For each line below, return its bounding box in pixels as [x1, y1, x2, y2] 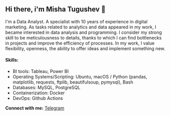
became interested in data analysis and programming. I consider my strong [5, 29, 162, 35]
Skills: [5, 57, 19, 63]
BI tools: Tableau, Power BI [12, 68, 69, 74]
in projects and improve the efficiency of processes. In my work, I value [5, 40, 155, 46]
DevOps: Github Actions [12, 95, 63, 101]
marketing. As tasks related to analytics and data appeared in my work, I [5, 24, 156, 30]
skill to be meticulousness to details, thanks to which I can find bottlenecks [5, 34, 162, 41]
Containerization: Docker [12, 90, 65, 96]
